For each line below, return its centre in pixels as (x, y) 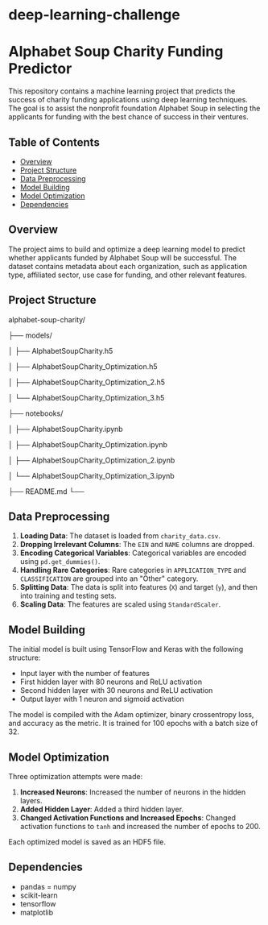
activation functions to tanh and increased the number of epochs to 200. (140, 826)
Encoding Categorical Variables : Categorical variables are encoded (133, 553)
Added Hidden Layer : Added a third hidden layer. (101, 809)
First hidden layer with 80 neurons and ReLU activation (111, 682)
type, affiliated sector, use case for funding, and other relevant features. (128, 275)
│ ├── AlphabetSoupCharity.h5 (61, 351)
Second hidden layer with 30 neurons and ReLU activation (116, 691)
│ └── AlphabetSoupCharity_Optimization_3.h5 (87, 397)
